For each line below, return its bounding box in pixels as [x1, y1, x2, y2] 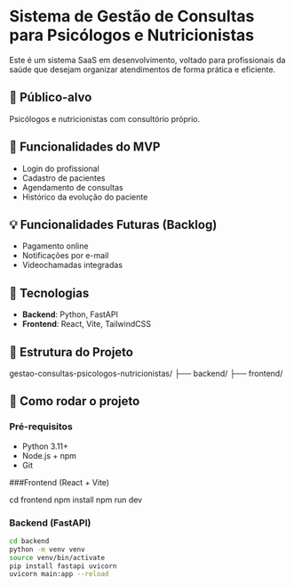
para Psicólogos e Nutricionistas [9, 25, 255, 45]
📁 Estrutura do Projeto [9, 345, 133, 360]
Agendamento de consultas [21, 182, 123, 192]
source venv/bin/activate [9, 553, 105, 562]
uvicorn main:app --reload [9, 570, 109, 579]
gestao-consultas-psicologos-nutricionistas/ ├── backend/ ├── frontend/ [9, 368, 283, 378]
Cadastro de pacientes [21, 172, 106, 183]
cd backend [9, 536, 50, 545]
